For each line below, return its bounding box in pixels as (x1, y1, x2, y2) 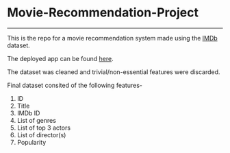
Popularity (16, 138, 47, 146)
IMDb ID (16, 108, 40, 117)
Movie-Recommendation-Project (7, 5, 199, 21)
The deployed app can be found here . (7, 54, 114, 62)
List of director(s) (16, 130, 66, 139)
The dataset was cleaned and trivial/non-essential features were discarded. (7, 67, 220, 76)
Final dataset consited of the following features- (7, 81, 142, 89)
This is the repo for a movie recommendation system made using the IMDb (7, 34, 218, 42)
